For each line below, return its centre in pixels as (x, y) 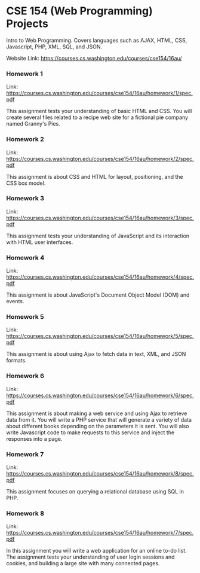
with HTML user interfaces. (40, 242)
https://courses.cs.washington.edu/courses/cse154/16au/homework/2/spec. (100, 159)
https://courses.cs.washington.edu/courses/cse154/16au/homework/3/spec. (100, 218)
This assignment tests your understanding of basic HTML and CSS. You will (99, 111)
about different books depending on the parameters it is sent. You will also (98, 426)
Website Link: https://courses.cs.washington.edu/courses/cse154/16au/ (94, 58)
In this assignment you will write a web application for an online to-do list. (96, 551)
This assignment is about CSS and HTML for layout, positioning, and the (95, 176)
